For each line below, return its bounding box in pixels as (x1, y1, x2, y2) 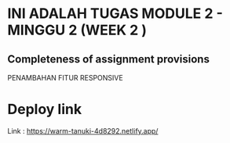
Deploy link (7, 101, 82, 118)
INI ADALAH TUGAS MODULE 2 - (7, 5, 223, 23)
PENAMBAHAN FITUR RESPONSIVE (7, 73, 123, 82)
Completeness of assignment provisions (7, 52, 210, 66)
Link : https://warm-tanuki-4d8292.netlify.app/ (7, 126, 159, 135)
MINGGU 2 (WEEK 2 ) (7, 21, 147, 39)
